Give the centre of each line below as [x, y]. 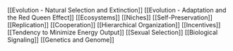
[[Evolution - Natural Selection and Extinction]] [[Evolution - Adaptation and [117, 10]
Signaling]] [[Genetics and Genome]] [61, 40]
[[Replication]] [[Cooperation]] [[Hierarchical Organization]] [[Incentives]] [114, 25]
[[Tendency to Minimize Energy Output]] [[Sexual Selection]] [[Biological [113, 32]
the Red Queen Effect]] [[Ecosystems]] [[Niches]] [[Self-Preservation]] [110, 17]
